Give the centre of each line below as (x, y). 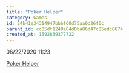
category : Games (27, 18)
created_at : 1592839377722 (40, 35)
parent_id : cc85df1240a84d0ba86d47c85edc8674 (64, 29)
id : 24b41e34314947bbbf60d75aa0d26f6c (55, 23)
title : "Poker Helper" (35, 12)
